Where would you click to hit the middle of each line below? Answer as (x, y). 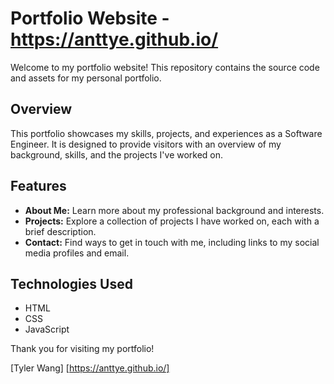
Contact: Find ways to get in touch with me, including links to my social (172, 242)
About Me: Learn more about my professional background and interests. (174, 210)
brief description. (60, 231)
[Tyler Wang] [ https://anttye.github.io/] (90, 368)
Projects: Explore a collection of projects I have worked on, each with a (172, 221)
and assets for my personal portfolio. (86, 78)
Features (38, 186)
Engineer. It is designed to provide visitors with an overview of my (146, 144)
